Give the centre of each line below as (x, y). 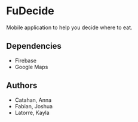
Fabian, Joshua (33, 106)
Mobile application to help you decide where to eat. (69, 27)
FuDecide (30, 11)
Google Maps (31, 67)
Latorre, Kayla (32, 112)
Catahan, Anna (33, 100)
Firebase (26, 60)
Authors (22, 85)
